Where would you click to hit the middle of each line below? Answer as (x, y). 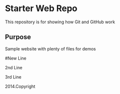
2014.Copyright (20, 86)
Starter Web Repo (41, 8)
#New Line (16, 58)
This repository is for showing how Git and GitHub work (60, 22)
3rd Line (13, 77)
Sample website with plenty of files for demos (51, 48)
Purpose (18, 37)
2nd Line (14, 67)
